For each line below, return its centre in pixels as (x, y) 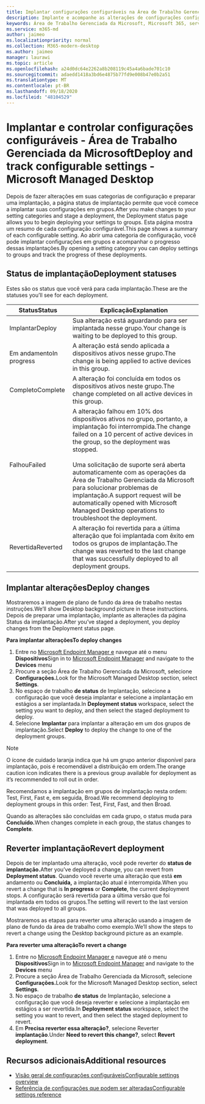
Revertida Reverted (36, 547)
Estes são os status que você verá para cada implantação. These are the (97, 288)
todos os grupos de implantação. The (125, 543)
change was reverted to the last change (129, 551)
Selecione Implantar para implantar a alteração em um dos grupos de (103, 724)
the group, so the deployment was (121, 441)
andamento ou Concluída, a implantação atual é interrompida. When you (97, 882)
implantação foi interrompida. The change (131, 426)
